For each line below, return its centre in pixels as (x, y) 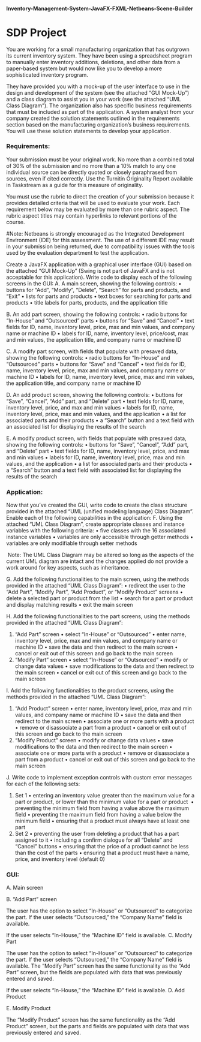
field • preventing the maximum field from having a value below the (98, 815)
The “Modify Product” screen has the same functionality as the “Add (91, 1020)
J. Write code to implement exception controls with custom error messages (99, 778)
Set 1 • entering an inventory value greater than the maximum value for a (105, 796)
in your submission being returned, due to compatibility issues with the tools (100, 246)
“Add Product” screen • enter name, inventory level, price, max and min (103, 709)
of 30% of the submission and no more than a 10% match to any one (91, 165)
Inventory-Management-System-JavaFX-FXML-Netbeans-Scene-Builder (100, 8)
